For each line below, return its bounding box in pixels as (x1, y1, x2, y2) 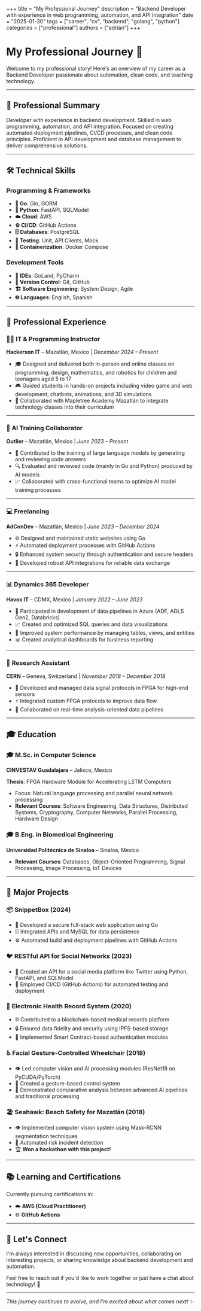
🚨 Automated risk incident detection (14, 1139, 103, 1146)
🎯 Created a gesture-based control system (14, 1080, 121, 1087)
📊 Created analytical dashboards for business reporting (14, 636, 154, 643)
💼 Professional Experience (6, 317, 106, 327)
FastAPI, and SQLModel (14, 974, 74, 981)
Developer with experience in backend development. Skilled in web (6, 116, 172, 123)
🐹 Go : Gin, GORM (14, 200, 58, 207)
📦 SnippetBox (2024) (6, 905, 71, 914)
